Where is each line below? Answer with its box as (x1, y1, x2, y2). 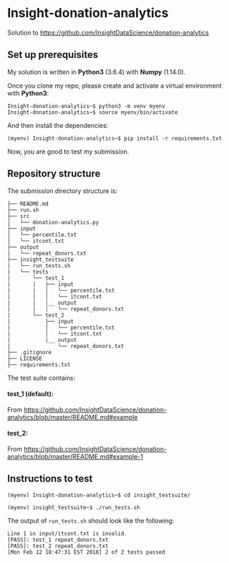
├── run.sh (7, 207, 39, 214)
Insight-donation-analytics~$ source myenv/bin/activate (7, 108, 178, 116)
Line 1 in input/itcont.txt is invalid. (7, 530, 128, 537)
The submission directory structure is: (7, 186, 118, 195)
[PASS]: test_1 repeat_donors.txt (7, 536, 109, 543)
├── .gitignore (7, 349, 52, 356)
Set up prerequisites (7, 49, 99, 61)
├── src (7, 212, 30, 220)
